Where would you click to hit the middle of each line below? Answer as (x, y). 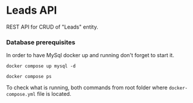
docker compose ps (29, 77)
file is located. (54, 94)
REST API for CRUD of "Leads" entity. (52, 27)
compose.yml (21, 95)
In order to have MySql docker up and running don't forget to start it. (90, 55)
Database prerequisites (41, 42)
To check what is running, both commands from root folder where (87, 88)
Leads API (32, 10)
